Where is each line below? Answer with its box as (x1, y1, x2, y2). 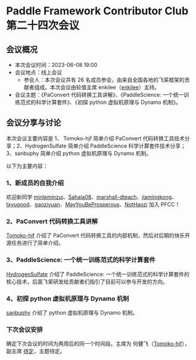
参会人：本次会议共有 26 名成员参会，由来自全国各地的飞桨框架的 (23, 76, 185, 83)
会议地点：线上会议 (14, 69, 63, 76)
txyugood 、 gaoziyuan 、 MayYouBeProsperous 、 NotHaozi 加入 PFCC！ (6, 201, 181, 208)
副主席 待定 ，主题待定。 (6, 347, 66, 355)
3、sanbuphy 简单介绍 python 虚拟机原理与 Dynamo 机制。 (6, 149, 152, 156)
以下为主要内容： (6, 162, 48, 170)
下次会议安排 (6, 325, 43, 334)
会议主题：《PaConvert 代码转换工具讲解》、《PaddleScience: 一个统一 (14, 91, 184, 98)
